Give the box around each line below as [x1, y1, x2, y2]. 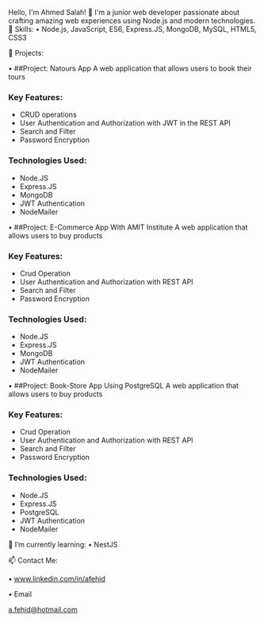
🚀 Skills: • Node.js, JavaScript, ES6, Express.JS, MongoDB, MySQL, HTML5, [8, 25, 257, 33]
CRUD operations [19, 110, 77, 119]
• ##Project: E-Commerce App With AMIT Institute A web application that [8, 222, 248, 232]
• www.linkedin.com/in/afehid [8, 574, 105, 583]
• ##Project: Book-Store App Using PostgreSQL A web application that [8, 381, 239, 391]
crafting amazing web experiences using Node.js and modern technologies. [8, 16, 256, 25]
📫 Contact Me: [8, 555, 58, 565]
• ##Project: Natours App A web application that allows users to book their [8, 64, 252, 73]
